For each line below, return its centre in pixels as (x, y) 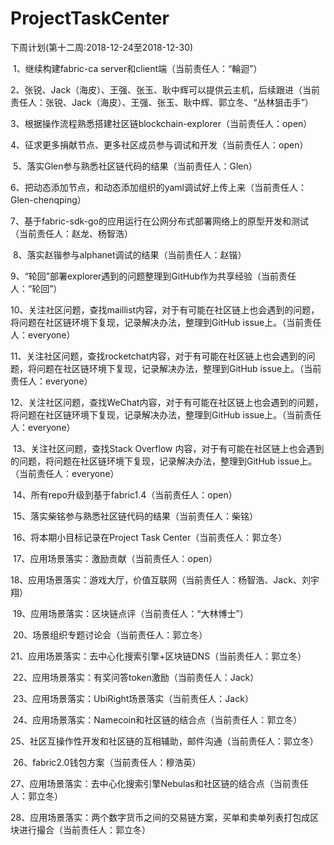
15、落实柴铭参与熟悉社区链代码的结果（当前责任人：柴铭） (135, 516)
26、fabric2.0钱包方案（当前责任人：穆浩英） (107, 762)
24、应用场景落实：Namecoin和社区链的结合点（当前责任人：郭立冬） (157, 719)
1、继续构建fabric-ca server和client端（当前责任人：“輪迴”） (137, 68)
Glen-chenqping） (48, 199)
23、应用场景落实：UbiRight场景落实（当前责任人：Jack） (133, 698)
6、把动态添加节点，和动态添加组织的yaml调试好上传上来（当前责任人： (158, 187)
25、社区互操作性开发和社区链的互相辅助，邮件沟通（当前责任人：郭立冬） (164, 741)
